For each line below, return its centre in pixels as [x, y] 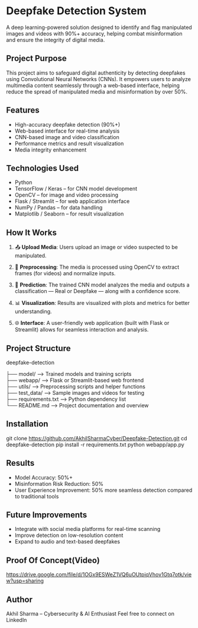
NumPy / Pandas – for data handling [59, 208]
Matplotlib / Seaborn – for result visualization [69, 214]
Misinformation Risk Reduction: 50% [59, 484]
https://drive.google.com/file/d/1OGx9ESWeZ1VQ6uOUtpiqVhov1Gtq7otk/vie [99, 575]
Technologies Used [42, 168]
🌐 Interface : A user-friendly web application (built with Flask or [92, 323]
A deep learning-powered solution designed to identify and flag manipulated [99, 27]
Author [19, 599]
